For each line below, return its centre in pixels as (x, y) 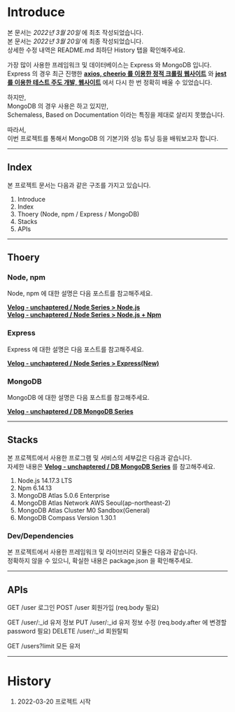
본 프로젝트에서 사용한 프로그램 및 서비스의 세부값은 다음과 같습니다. (100, 458)
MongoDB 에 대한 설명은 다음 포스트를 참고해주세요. (79, 398)
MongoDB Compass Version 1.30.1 (67, 517)
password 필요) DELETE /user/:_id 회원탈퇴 (68, 631)
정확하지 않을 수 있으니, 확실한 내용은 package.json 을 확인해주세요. (100, 561)
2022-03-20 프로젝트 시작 (54, 701)
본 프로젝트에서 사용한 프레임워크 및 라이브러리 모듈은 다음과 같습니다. (102, 552)
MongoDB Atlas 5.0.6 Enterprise (63, 495)
